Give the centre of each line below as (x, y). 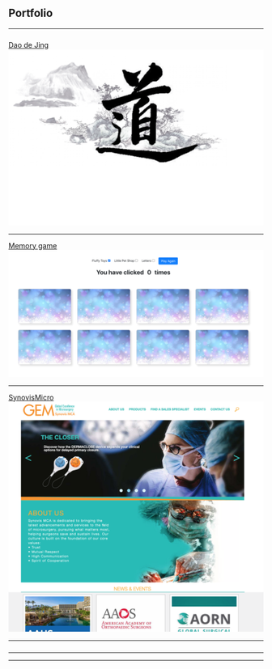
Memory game (33, 245)
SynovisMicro (31, 397)
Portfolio (31, 13)
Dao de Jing (29, 44)
